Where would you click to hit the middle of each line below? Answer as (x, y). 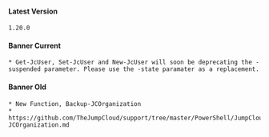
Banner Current (35, 45)
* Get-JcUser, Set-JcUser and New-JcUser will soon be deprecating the (130, 63)
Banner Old (27, 87)
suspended (25, 69)
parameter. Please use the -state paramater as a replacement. (152, 69)
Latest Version (33, 11)
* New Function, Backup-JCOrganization (75, 104)
